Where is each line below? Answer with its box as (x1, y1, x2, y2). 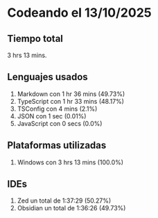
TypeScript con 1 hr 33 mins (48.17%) (17, 97, 125, 105)
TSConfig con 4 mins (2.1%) (17, 104, 98, 113)
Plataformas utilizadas (7, 139, 107, 151)
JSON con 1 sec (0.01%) (17, 111, 87, 120)
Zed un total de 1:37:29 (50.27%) (17, 196, 112, 205)
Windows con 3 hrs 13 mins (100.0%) (17, 158, 123, 166)
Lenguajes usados (7, 71, 88, 83)
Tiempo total (7, 33, 64, 45)
